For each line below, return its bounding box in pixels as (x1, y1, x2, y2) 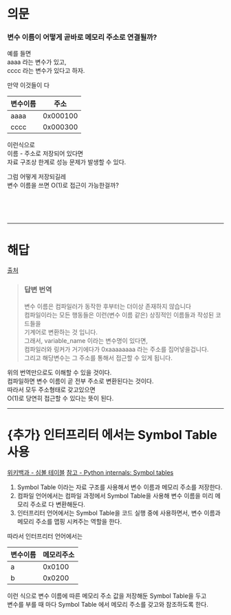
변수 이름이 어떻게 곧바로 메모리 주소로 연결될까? (7, 32, 157, 42)
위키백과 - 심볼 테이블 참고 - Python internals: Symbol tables (7, 468, 174, 476)
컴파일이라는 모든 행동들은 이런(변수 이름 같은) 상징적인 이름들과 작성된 (23, 311, 214, 319)
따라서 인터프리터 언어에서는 (7, 532, 83, 540)
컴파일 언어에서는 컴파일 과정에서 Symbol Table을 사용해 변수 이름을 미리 (16, 491, 214, 500)
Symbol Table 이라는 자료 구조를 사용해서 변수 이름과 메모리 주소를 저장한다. (16, 482, 223, 491)
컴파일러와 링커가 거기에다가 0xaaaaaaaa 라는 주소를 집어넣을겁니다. (23, 345, 209, 353)
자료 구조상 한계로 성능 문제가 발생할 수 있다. (7, 158, 126, 166)
